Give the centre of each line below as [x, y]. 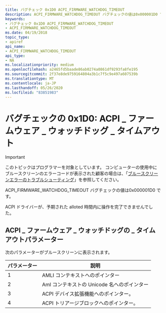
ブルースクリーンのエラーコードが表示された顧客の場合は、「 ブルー [73, 174]
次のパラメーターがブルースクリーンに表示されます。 [59, 252]
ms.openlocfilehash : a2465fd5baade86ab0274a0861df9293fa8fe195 [72, 70]
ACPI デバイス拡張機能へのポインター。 [88, 294]
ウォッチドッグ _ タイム [95, 131]
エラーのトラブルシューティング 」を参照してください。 [65, 180]
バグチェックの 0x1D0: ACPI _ [66, 118]
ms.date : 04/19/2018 [26, 33]
